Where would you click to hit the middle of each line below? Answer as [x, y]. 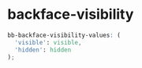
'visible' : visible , [48, 42]
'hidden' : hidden [43, 50]
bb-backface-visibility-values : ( [64, 35]
